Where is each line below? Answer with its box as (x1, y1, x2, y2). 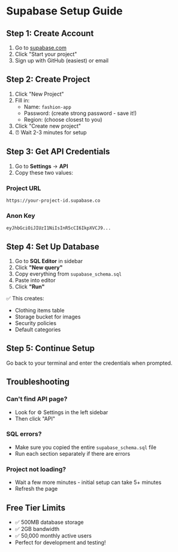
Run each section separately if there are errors (14, 450, 131, 457)
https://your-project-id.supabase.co (6, 197, 101, 203)
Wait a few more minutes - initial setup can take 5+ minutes (14, 479, 162, 486)
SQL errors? (6, 430, 42, 438)
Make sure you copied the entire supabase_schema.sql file (14, 444, 157, 451)
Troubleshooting (6, 377, 70, 387)
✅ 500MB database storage (14, 518, 84, 526)
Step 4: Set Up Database (6, 241, 99, 252)
